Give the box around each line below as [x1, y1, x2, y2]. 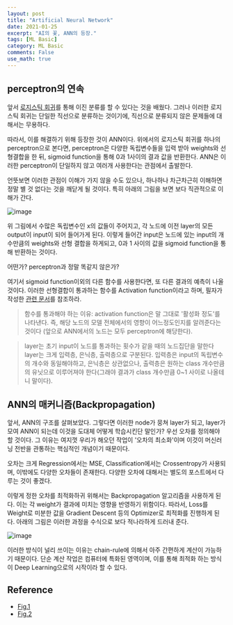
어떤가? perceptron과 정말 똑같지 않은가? [7, 262, 120, 271]
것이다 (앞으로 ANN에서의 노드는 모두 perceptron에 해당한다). [24, 326, 193, 335]
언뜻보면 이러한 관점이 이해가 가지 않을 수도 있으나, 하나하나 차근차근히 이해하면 [7, 175, 223, 184]
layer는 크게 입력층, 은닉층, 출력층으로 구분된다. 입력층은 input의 [24, 350, 200, 358]
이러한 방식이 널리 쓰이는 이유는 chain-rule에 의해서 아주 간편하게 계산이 [7, 546, 204, 554]
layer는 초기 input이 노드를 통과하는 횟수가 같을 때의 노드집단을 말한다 [24, 342, 214, 350]
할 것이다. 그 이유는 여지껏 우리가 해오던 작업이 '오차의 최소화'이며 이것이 [7, 436, 204, 444]
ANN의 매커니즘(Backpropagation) [7, 398, 156, 411]
